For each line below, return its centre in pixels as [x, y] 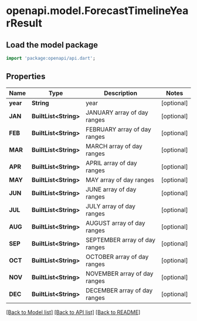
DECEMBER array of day [119, 290]
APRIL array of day [112, 163]
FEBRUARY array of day [118, 129]
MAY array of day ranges [120, 180]
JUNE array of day [111, 189]
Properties [26, 76]
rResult [24, 23]
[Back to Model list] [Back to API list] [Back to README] [73, 312]
